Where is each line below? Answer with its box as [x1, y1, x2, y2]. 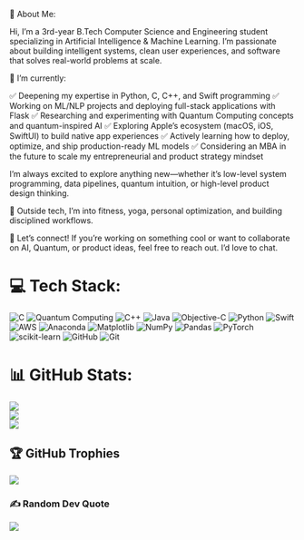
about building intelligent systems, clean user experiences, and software [9, 45, 281, 56]
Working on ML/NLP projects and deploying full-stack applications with [9, 101, 276, 111]
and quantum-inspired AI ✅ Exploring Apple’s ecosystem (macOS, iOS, [9, 121, 274, 131]
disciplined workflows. [9, 215, 93, 226]
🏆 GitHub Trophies [9, 446, 121, 462]
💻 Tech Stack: [9, 276, 122, 297]
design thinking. [9, 188, 70, 199]
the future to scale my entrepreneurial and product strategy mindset [9, 151, 264, 162]
